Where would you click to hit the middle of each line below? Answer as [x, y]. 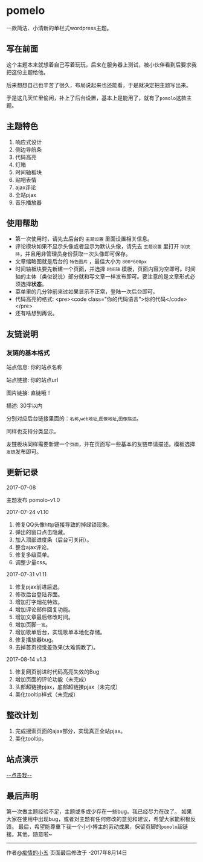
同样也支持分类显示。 [33, 431]
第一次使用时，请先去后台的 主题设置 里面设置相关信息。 [84, 239]
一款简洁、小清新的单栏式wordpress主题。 [59, 28]
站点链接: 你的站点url [32, 380]
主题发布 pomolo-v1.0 [33, 500]
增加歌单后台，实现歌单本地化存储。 [60, 632]
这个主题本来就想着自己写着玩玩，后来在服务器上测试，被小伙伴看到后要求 [99, 65]
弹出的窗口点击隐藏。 [41, 532]
